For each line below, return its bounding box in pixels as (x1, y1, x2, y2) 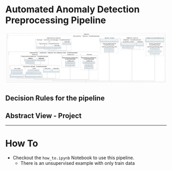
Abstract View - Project (5, 111, 82, 120)
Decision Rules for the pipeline (5, 94, 105, 103)
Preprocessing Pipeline (5, 14, 106, 26)
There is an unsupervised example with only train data (20, 160, 135, 166)
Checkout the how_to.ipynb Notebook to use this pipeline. (12, 155, 135, 161)
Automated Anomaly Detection (5, 4, 140, 15)
